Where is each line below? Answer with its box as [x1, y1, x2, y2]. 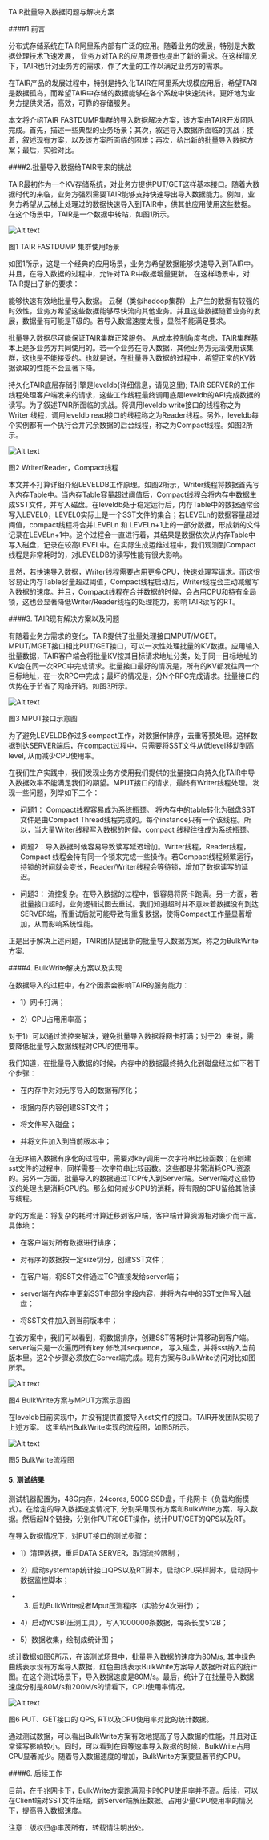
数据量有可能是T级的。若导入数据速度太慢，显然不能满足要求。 [22, 316, 231, 325]
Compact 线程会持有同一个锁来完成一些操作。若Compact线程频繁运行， [19, 852, 258, 861]
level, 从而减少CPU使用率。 [8, 751, 98, 760]
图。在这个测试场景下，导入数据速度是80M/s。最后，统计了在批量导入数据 [8, 1672, 255, 1681]
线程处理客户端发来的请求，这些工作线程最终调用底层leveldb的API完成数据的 [8, 390, 261, 399]
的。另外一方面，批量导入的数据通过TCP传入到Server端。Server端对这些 [8, 1173, 249, 1183]
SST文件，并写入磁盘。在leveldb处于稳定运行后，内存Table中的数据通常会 [14, 500, 260, 509]
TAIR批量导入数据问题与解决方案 [8, 7, 115, 16]
